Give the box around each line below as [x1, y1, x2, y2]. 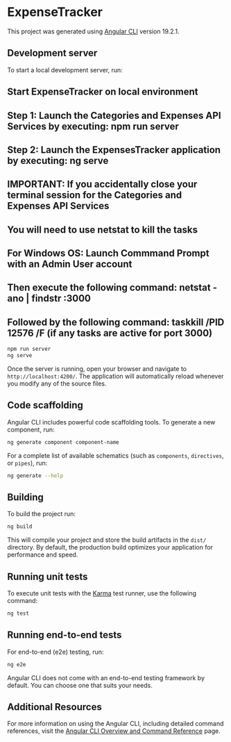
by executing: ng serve [7, 154, 109, 167]
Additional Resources [7, 701, 102, 713]
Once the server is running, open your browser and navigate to [7, 365, 187, 373]
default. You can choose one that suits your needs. [7, 681, 153, 689]
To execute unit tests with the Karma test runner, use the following [7, 589, 196, 597]
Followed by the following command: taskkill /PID [7, 316, 225, 328]
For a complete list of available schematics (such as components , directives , [7, 451, 224, 459]
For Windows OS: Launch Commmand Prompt [7, 247, 209, 259]
